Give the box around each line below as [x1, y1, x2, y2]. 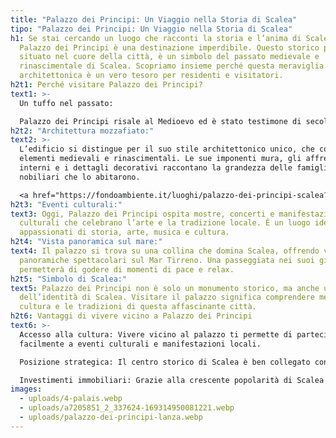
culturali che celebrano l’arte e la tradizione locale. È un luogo [19, 218, 311, 228]
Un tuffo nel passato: [19, 98, 114, 108]
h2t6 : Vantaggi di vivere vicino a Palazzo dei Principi [10, 311, 253, 321]
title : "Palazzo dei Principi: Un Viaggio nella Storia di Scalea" [10, 14, 298, 25]
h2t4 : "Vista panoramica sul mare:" [10, 237, 163, 247]
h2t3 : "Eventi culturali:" [10, 199, 123, 210]
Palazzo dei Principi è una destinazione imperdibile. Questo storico [19, 42, 320, 53]
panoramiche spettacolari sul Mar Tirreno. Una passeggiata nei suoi [19, 255, 315, 265]
